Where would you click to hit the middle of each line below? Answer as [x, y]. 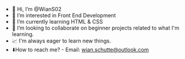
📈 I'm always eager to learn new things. [61, 41]
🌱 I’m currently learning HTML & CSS [57, 22]
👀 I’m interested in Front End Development [64, 15]
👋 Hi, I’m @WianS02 [37, 9]
